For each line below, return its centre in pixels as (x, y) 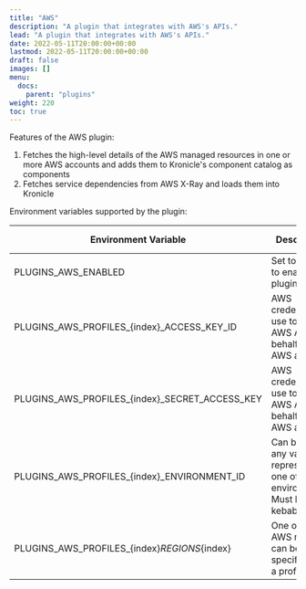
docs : (28, 86)
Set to (284, 261)
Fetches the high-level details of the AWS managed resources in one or (156, 155)
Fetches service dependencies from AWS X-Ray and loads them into (151, 184)
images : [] (30, 69)
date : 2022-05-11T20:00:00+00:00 (73, 43)
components (46, 174)
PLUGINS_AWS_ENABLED (70, 272)
